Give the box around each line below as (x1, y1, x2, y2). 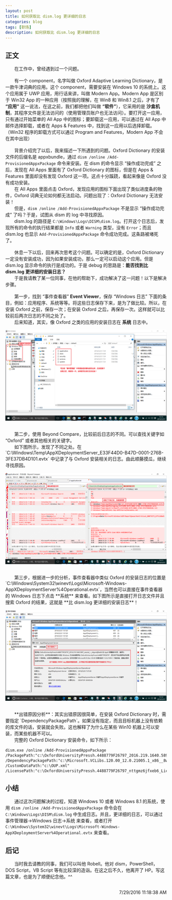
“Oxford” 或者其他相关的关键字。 (5, 437, 75, 444)
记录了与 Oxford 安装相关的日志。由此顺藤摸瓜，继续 (55, 456, 166, 462)
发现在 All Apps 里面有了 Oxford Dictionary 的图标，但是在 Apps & (14, 166, 154, 172)
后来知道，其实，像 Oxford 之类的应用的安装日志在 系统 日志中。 (14, 319, 151, 325)
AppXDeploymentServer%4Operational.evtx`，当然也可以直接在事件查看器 (5, 586, 163, 592)
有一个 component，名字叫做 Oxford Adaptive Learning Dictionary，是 (14, 77, 163, 83)
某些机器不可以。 (18, 731, 55, 737)
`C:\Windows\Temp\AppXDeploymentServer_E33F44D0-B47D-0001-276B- (5, 450, 164, 456)
